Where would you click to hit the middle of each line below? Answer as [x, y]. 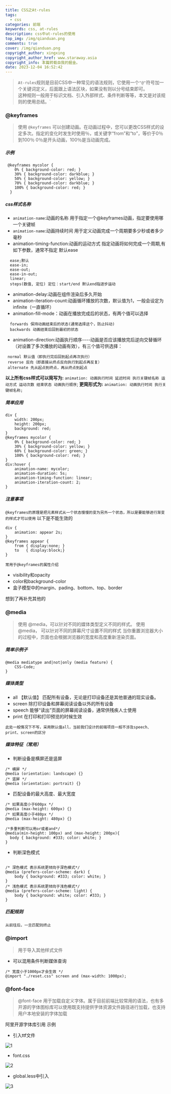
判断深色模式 [26, 852]
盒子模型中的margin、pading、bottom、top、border [67, 588]
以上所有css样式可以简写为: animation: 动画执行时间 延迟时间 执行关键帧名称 [82, 378]
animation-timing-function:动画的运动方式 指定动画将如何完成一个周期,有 [89, 244]
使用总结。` [39, 102]
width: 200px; [29, 420]
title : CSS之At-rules [28, 10]
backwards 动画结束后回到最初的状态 [44, 330]
